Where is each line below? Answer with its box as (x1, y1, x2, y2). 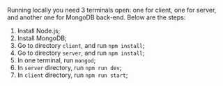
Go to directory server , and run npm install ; (17, 49, 145, 57)
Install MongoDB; (17, 34, 68, 42)
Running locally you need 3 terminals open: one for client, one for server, (7, 6, 217, 14)
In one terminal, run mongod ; (17, 56, 96, 64)
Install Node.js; (17, 27, 61, 35)
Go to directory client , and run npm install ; (17, 42, 145, 49)
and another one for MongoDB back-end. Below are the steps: (7, 13, 186, 21)
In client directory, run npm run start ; (17, 71, 128, 79)
